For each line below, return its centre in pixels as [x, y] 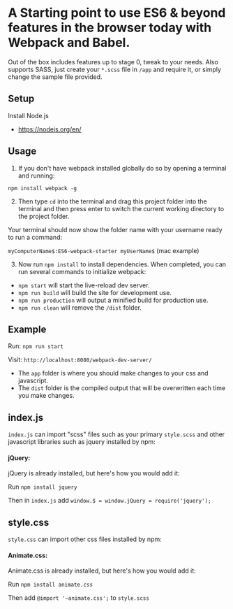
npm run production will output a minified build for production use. [113, 300]
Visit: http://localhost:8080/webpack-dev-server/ [80, 360]
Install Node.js [29, 115]
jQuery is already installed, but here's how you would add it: [94, 473]
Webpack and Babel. [69, 43]
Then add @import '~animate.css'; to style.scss [78, 598]
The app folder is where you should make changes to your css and [113, 373]
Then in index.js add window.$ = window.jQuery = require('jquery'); [110, 501]
